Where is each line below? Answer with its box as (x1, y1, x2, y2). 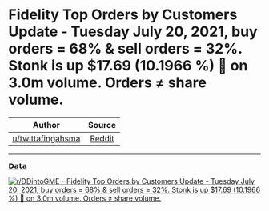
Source (87, 119, 116, 130)
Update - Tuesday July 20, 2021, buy (8, 22, 258, 41)
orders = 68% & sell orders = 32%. (8, 40, 243, 58)
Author (32, 119, 60, 130)
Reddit (90, 133, 114, 144)
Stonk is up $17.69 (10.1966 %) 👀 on (8, 57, 248, 75)
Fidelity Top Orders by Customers (8, 6, 238, 24)
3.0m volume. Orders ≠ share (8, 74, 207, 92)
